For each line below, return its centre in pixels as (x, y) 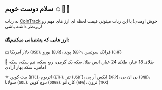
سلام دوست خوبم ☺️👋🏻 (38, 9)
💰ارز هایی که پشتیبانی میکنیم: (37, 39)
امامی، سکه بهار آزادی (26, 67)
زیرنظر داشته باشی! (24, 26)
